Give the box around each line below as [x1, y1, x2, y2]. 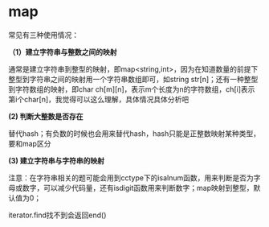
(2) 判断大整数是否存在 [8, 111, 84, 121]
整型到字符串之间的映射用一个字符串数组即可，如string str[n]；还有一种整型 [8, 74, 259, 84]
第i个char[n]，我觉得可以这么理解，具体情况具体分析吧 [8, 94, 190, 104]
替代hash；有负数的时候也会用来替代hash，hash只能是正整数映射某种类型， [8, 128, 261, 138]
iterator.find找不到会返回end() [8, 210, 107, 220]
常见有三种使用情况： [8, 30, 79, 39]
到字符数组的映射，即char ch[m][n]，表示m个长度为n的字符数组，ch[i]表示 [8, 84, 255, 94]
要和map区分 [8, 138, 51, 148]
